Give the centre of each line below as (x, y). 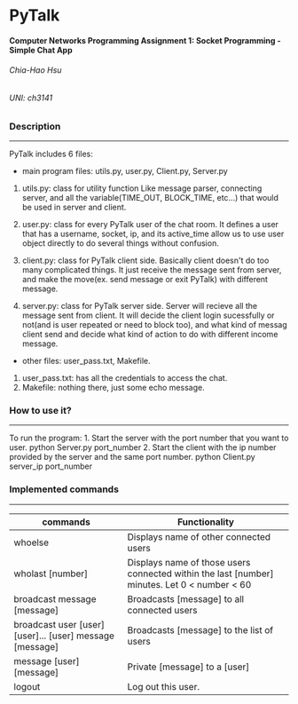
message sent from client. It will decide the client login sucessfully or (148, 315)
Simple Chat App (41, 50)
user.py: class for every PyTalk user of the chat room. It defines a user (150, 224)
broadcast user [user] (59, 624)
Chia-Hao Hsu (35, 70)
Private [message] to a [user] (188, 667)
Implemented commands (64, 489)
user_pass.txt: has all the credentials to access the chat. (125, 377)
